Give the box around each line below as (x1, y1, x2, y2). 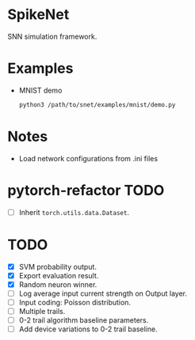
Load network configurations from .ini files (18, 153, 159, 163)
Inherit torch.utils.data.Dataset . (18, 207, 130, 217)
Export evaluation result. (18, 270, 99, 280)
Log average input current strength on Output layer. (18, 289, 188, 298)
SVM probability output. (18, 262, 97, 271)
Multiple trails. (18, 306, 66, 315)
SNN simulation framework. (7, 32, 97, 41)
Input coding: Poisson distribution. (18, 297, 132, 307)
